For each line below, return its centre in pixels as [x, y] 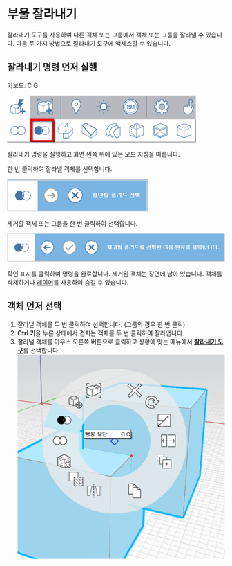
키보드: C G [23, 85]
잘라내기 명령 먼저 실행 [52, 68]
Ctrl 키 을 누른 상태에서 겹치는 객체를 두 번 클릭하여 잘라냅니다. [100, 333]
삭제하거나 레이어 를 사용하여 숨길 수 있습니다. [68, 282]
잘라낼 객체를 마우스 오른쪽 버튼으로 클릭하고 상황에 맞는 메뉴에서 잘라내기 [117, 342]
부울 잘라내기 [42, 14]
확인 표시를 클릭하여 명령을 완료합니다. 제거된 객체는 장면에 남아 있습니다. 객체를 [115, 274]
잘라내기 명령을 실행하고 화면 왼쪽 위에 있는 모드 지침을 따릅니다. [94, 154]
